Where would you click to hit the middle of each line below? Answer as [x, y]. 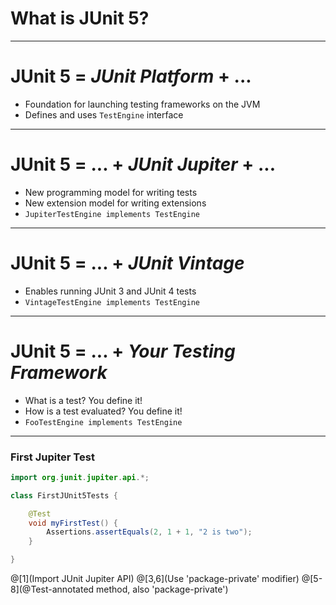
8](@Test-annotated [52, 589]
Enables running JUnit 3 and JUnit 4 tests [110, 291]
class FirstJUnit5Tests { [64, 495]
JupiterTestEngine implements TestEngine [112, 214]
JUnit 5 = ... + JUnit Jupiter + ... [143, 164]
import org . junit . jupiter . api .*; [80, 477]
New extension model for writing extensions [115, 203]
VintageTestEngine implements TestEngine [112, 302]
